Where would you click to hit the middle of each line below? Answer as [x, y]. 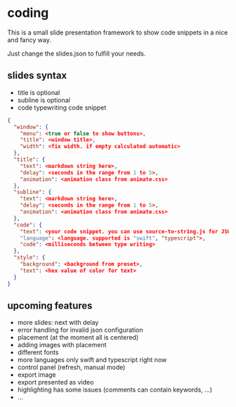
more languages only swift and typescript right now [92, 360]
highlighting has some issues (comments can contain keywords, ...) [115, 390]
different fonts [38, 352]
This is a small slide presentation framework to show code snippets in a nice [118, 32]
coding [28, 13]
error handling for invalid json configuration [80, 330]
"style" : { [29, 258]
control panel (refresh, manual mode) [71, 368]
